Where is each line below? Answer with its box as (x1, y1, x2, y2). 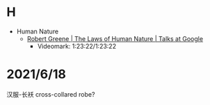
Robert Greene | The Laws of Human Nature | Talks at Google (26, 34, 203, 42)
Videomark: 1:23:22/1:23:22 (37, 42, 116, 50)
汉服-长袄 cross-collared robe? (6, 90, 95, 98)
